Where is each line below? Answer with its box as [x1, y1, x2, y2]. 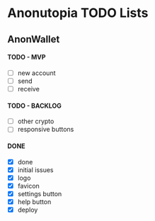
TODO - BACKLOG [7, 101, 62, 110]
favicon [17, 181, 40, 190]
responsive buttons [17, 125, 74, 134]
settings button [17, 189, 62, 198]
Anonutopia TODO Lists [7, 5, 149, 21]
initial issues [17, 165, 54, 174]
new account [17, 69, 56, 77]
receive [17, 84, 40, 93]
